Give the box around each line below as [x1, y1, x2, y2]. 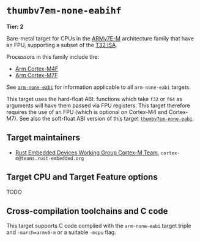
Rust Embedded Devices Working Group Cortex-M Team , [15, 149, 160, 156]
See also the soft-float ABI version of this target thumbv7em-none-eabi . [19, 115, 194, 122]
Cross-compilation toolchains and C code [6, 206, 168, 216]
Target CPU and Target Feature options [6, 172, 158, 183]
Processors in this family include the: [6, 53, 100, 60]
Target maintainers [6, 132, 81, 143]
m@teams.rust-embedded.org [15, 155, 84, 161]
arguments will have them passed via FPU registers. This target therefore [6, 102, 191, 109]
